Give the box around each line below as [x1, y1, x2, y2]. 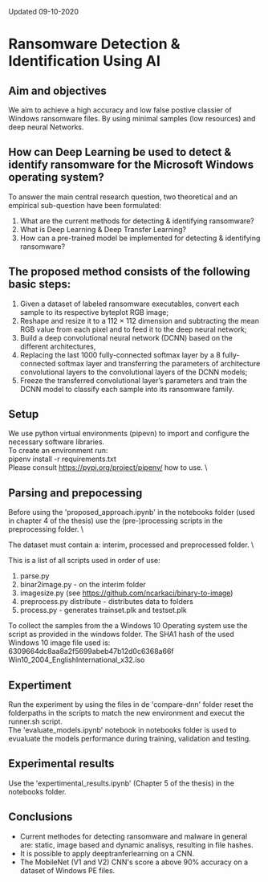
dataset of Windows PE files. [19, 865, 116, 875]
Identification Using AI [8, 52, 160, 71]
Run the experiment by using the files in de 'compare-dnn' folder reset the [8, 700, 254, 709]
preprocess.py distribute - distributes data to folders [19, 597, 194, 606]
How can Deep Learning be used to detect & [8, 145, 232, 159]
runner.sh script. [8, 717, 63, 726]
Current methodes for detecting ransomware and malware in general [19, 831, 247, 841]
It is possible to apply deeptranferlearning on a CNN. [19, 848, 195, 858]
